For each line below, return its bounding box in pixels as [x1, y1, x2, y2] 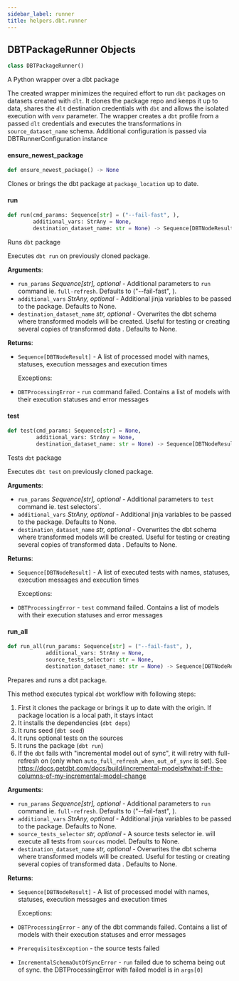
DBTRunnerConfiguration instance [7, 135, 108, 143]
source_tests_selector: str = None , [45, 656, 154, 663]
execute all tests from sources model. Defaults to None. [17, 837, 180, 846]
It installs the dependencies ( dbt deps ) [17, 718, 131, 727]
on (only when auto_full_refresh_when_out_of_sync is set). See [40, 756, 228, 765]
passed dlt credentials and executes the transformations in [7, 119, 182, 128]
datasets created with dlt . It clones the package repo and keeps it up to [7, 97, 218, 106]
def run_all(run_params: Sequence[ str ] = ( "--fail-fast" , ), [7, 643, 193, 650]
